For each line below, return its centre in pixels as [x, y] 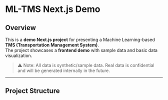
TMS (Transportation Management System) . [52, 45]
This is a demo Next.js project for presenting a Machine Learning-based [80, 39]
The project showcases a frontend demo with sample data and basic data [81, 50]
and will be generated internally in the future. [63, 70]
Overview [21, 28]
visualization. [19, 55]
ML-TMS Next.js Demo [53, 9]
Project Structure [32, 91]
